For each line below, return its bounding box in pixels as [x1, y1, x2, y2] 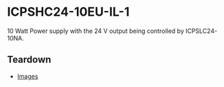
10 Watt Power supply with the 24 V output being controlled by [7, 27, 184, 35]
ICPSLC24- [185, 27, 218, 35]
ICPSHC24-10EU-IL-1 [7, 4, 130, 20]
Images [16, 72, 38, 80]
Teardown [7, 54, 52, 66]
